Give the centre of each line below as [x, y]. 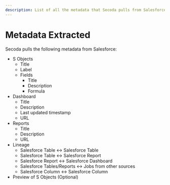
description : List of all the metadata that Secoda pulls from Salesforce [86, 10]
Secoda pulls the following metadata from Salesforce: [61, 49]
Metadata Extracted [48, 35]
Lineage [21, 145]
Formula [36, 91]
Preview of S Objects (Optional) [45, 177]
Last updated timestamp [45, 112]
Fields [26, 75]
